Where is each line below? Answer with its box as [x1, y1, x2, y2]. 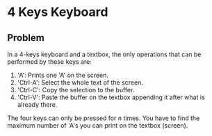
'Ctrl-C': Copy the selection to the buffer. [17, 86, 135, 94]
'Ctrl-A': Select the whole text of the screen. [17, 78, 144, 87]
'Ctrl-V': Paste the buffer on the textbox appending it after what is [17, 93, 205, 101]
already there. [17, 101, 58, 108]
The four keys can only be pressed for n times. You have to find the [7, 114, 200, 122]
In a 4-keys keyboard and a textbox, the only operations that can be [7, 50, 202, 58]
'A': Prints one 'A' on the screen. [17, 71, 109, 79]
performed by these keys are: [7, 58, 92, 66]
